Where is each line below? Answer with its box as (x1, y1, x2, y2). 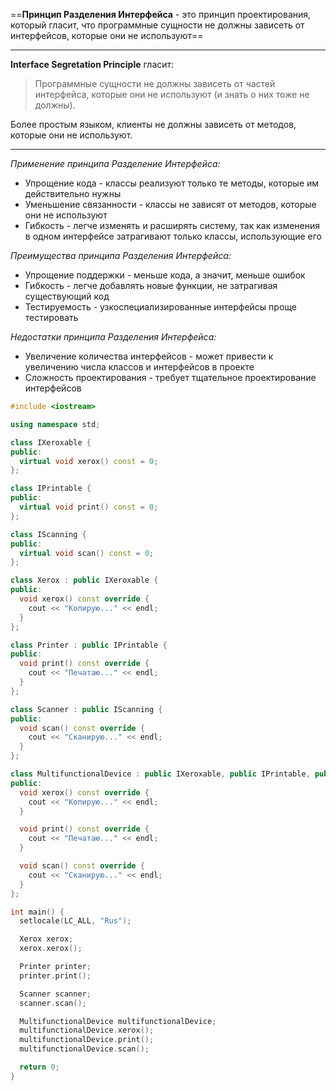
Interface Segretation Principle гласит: (10, 59, 175, 70)
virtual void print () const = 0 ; (19, 502, 159, 512)
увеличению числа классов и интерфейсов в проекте (24, 361, 255, 373)
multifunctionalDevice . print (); (19, 1035, 155, 1045)
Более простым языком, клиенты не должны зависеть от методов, (10, 119, 297, 130)
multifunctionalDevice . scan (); (19, 1044, 150, 1054)
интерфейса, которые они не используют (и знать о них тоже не (34, 89, 310, 100)
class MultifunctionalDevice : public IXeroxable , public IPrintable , (10, 769, 311, 779)
